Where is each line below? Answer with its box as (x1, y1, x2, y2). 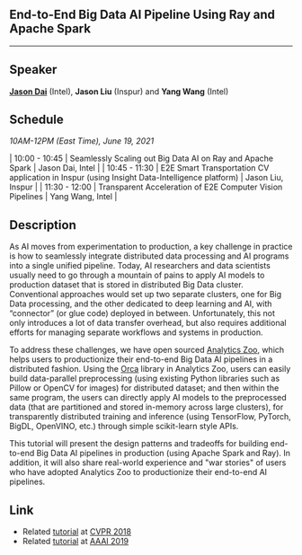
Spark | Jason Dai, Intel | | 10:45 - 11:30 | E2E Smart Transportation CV (9, 163, 270, 173)
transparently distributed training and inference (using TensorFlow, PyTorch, (9, 411, 292, 422)
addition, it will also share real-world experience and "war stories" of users (9, 457, 287, 468)
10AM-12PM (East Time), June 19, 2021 (9, 136, 155, 146)
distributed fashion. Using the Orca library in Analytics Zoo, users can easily (9, 364, 291, 374)
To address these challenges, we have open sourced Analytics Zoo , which (9, 345, 285, 356)
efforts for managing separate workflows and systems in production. (9, 327, 263, 338)
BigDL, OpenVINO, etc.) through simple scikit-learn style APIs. (9, 421, 239, 432)
